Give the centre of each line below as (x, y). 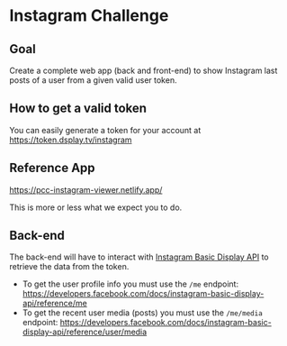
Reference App (53, 168)
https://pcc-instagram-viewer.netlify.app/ (86, 189)
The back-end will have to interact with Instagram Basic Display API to (139, 257)
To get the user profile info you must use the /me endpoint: (130, 284)
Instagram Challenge (89, 16)
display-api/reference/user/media (85, 332)
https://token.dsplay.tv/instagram (71, 140)
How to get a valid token (78, 109)
